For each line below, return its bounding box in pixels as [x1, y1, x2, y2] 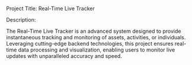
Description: [6, 16, 36, 23]
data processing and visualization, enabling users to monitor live [18, 46, 175, 53]
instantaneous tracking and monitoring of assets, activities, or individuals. [6, 34, 186, 40]
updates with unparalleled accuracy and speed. [6, 53, 123, 59]
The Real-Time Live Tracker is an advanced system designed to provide [6, 28, 181, 35]
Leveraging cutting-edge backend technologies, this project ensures [6, 40, 174, 47]
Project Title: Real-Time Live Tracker [6, 5, 95, 12]
